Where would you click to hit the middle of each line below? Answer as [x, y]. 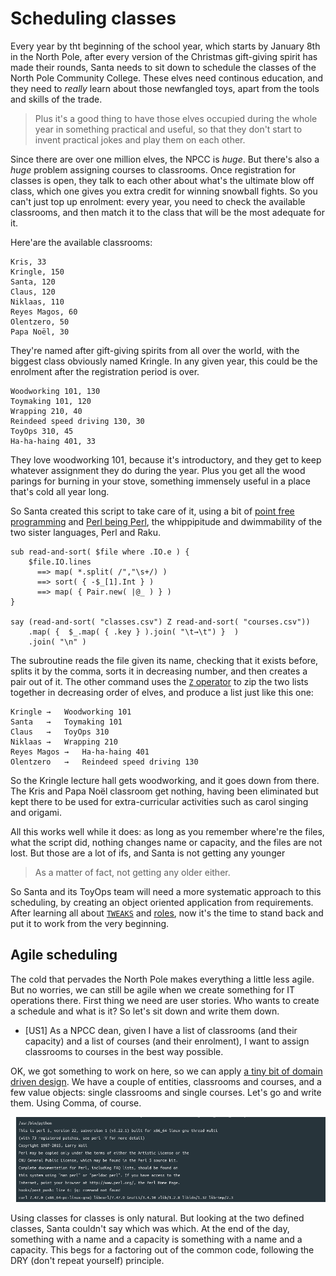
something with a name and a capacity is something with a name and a [156, 1239]
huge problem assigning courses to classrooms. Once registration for [153, 169]
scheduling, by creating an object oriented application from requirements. [162, 902]
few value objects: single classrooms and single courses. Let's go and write [166, 1092]
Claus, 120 [33, 292]
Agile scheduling [64, 955]
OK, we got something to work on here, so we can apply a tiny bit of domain [166, 1071]
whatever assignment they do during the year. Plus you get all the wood [158, 470]
